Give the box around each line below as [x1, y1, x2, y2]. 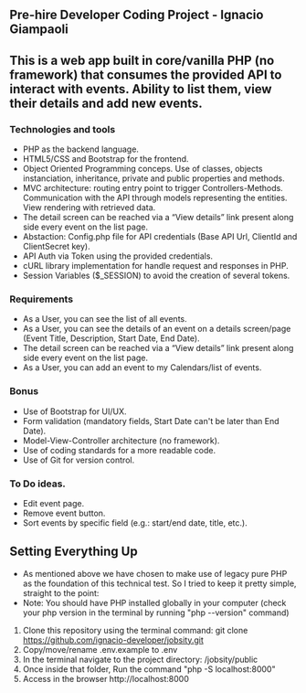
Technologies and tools [9, 123, 116, 135]
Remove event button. [22, 507, 106, 518]
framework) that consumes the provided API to [9, 67, 282, 82]
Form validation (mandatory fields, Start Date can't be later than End [22, 415, 280, 426]
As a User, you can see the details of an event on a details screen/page [22, 324, 291, 335]
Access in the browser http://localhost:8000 [22, 673, 189, 684]
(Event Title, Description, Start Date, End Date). [22, 333, 200, 344]
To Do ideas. [9, 477, 67, 490]
